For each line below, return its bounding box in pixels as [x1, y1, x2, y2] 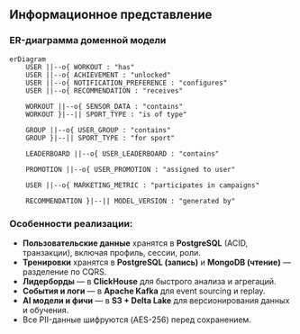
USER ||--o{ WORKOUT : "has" [25, 62, 135, 71]
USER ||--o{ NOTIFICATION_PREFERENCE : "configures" [25, 78, 228, 87]
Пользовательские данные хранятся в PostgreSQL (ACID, [22, 238, 249, 248]
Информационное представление [9, 7, 213, 23]
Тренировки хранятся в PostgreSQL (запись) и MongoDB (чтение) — [22, 257, 291, 267]
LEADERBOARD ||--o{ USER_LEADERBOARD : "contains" [25, 149, 220, 158]
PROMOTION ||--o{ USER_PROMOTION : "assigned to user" [25, 165, 236, 174]
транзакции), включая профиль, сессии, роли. [22, 247, 201, 257]
